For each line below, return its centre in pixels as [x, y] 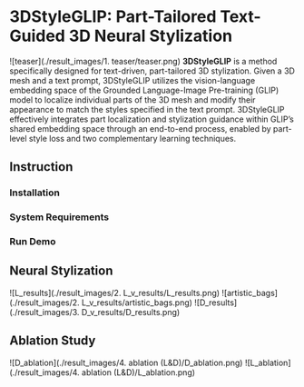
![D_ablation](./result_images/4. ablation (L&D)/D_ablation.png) [126, 362]
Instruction [41, 167]
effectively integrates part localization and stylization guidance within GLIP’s [152, 119]
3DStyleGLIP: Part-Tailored [113, 17]
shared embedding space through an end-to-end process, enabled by [140, 128]
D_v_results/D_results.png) [131, 312]
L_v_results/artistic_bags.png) [137, 303]
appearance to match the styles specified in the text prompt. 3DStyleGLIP [147, 109]
